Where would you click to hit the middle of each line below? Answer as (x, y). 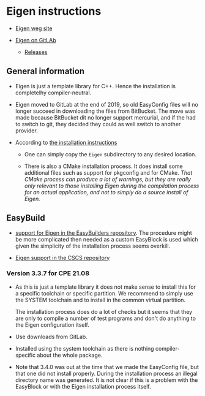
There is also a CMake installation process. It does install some (104, 166)
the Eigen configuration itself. (52, 325)
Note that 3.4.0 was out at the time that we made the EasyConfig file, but (107, 367)
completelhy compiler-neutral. (53, 93)
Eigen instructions (54, 11)
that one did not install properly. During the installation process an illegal (106, 373)
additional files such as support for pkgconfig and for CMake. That (108, 172)
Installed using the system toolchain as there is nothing (84, 348)
